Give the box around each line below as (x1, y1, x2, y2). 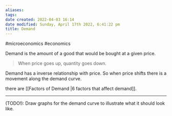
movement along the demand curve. (5, 76, 82, 82)
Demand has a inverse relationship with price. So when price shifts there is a (5, 70, 167, 77)
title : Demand (5, 27, 36, 32)
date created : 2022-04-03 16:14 (5, 17, 74, 22)
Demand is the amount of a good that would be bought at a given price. (5, 51, 156, 57)
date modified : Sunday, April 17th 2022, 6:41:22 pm (5, 21, 120, 27)
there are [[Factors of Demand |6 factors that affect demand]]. (5, 85, 137, 92)
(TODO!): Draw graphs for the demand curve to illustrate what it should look (5, 100, 165, 106)
